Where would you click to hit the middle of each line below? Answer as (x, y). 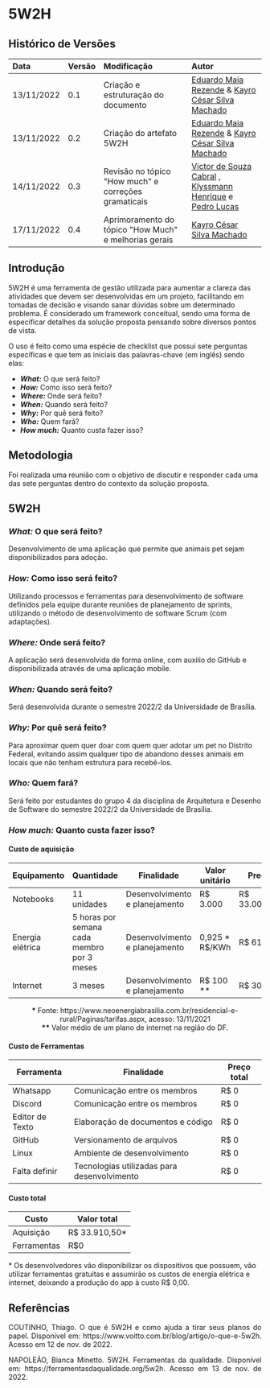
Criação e (122, 85)
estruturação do (134, 95)
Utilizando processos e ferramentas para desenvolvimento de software (126, 595)
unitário (215, 880)
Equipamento (39, 875)
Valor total (98, 1219)
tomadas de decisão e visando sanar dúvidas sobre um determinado (122, 305)
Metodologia (41, 455)
